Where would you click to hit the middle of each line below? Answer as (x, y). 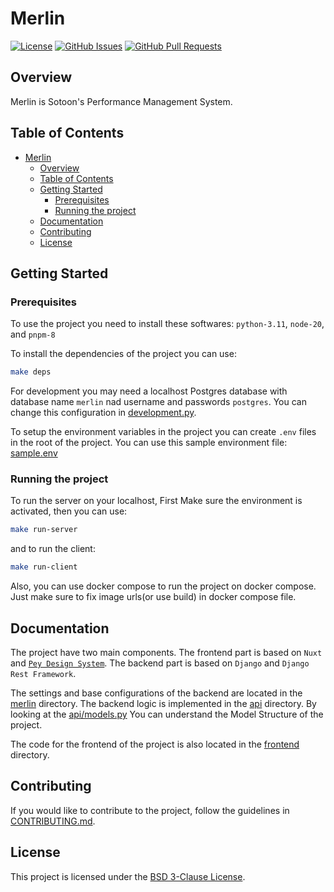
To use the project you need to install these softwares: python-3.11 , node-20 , (167, 324)
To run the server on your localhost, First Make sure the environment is (156, 501)
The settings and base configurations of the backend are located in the (156, 693)
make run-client (44, 567)
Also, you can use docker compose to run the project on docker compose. (163, 586)
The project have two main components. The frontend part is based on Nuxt (166, 652)
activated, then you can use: (69, 511)
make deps (31, 372)
